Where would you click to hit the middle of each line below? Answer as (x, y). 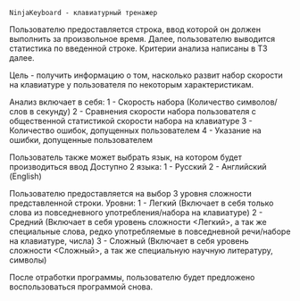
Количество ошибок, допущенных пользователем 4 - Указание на (135, 130)
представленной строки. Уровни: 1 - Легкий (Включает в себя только (142, 203)
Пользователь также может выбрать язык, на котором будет (126, 157)
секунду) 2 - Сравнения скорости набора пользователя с (146, 111)
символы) (28, 260)
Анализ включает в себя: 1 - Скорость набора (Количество (122, 102)
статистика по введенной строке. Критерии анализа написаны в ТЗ (138, 48)
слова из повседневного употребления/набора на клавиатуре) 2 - (136, 213)
